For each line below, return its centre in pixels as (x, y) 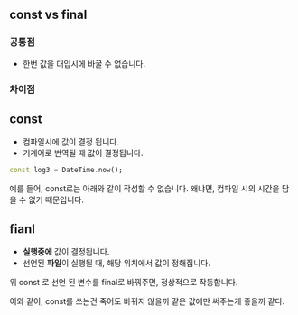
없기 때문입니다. (56, 200)
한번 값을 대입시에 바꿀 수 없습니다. (84, 63)
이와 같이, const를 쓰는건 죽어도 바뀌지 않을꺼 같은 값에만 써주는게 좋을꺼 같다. (147, 301)
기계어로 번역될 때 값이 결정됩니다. (83, 153)
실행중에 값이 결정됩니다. (66, 252)
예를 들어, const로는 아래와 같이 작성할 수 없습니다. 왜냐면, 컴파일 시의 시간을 (144, 189)
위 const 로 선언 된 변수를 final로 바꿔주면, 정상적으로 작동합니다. (124, 283)
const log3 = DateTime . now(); (66, 171)
